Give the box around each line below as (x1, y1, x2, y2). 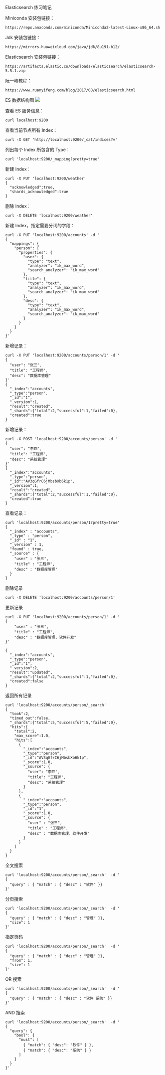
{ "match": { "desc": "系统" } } (23, 1048, 92, 1053)
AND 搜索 (5, 1010, 25, 1015)
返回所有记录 (5, 692, 32, 698)
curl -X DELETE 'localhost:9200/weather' (5, 213, 93, 218)
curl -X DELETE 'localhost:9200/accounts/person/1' (5, 595, 115, 600)
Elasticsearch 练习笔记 (5, 5, 52, 10)
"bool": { (14, 1033, 35, 1038)
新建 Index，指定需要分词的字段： (5, 223, 75, 228)
